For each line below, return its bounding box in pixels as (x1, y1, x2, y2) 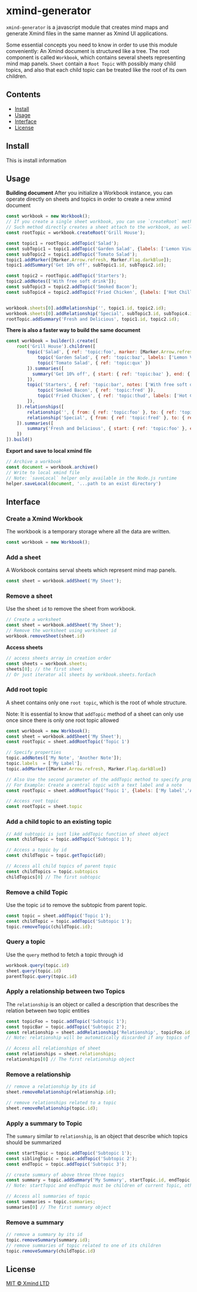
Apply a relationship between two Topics (6, 988, 125, 996)
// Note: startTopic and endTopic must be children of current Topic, (6, 1182, 182, 1189)
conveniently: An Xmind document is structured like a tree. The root (6, 47, 170, 54)
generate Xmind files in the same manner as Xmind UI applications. (6, 29, 168, 37)
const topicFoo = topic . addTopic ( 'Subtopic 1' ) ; (6, 1018, 127, 1024)
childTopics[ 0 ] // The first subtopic (6, 874, 101, 880)
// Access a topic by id (6, 847, 67, 853)
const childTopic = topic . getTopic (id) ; (6, 853, 107, 859)
